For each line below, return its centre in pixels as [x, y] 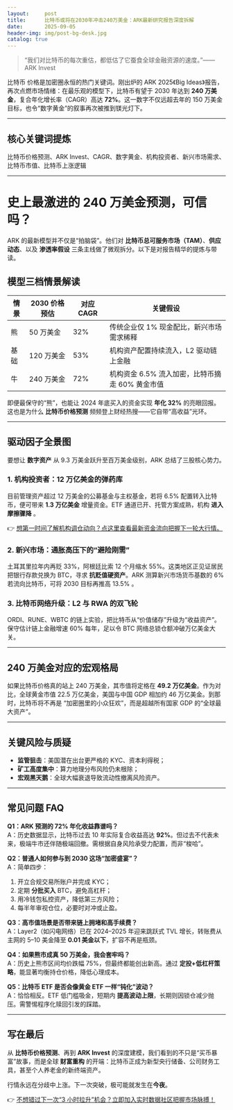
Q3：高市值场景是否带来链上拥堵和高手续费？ [72, 922]
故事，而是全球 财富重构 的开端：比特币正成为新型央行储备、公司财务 [115, 1061]
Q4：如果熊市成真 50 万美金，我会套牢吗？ [69, 955]
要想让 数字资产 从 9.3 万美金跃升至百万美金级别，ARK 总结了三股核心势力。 [116, 460]
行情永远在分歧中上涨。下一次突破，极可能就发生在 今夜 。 [89, 1084]
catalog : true [28, 40]
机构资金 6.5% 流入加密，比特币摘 [165, 373]
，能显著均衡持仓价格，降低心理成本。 [68, 972]
